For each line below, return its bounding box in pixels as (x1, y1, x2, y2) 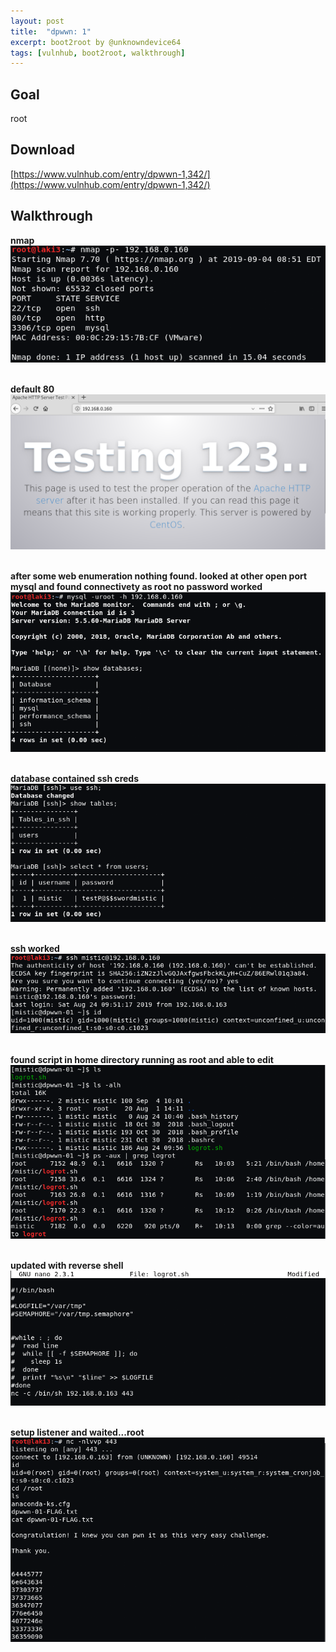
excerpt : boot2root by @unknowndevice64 (10, 37, 182, 47)
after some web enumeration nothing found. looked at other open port (10, 570, 308, 582)
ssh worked (10, 942, 60, 954)
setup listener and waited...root (10, 1426, 145, 1438)
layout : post (10, 16, 65, 26)
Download (10, 141, 75, 159)
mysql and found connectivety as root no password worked (10, 580, 263, 592)
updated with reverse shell (10, 1260, 124, 1272)
